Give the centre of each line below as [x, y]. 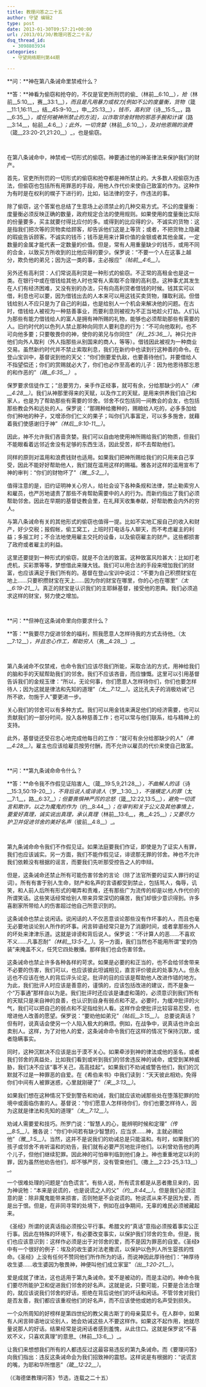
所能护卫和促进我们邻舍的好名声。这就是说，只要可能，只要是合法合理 [111, 1285]
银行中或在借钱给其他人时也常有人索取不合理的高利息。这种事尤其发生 [111, 280]
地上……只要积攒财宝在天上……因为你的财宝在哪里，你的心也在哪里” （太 [98, 580]
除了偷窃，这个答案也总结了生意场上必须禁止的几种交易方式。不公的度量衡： [103, 206]
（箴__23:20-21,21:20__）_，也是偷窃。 [56, 132]
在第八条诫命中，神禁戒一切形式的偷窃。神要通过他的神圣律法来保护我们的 [101, 157]
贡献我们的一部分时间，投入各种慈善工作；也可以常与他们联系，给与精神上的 [103, 717]
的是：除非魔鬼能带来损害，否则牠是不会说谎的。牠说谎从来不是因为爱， [103, 1198]
